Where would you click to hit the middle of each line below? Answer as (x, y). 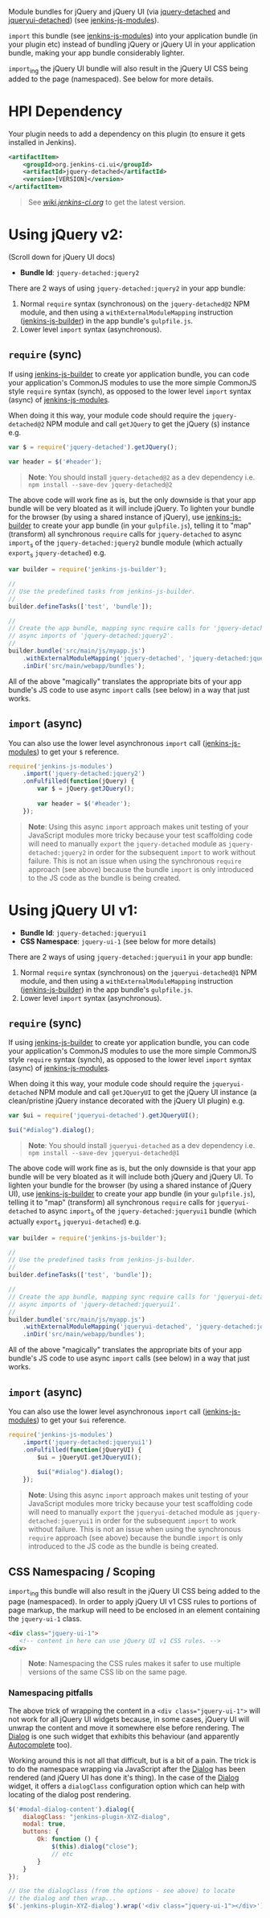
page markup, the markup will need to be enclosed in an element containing (134, 1610)
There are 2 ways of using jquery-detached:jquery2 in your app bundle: (127, 288)
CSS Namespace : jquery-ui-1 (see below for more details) (118, 941)
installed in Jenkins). (42, 142)
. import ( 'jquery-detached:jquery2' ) (84, 774)
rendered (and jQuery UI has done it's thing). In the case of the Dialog (124, 1777)
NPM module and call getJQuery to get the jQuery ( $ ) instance (148, 424)
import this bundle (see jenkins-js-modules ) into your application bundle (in (133, 36)
